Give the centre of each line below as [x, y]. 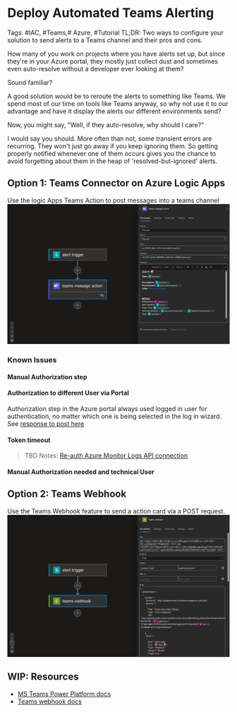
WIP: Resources [43, 677]
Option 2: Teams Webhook [67, 494]
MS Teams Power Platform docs [64, 694]
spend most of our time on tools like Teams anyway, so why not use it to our [118, 103]
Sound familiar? [30, 82]
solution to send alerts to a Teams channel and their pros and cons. [105, 40]
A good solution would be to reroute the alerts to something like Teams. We [117, 96]
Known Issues [32, 360]
